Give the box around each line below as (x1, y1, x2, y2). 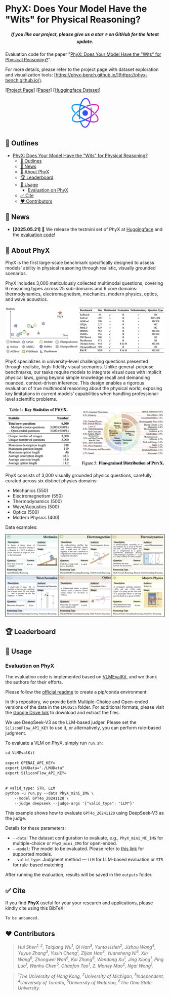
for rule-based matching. (12, 862, 65, 868)
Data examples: (5, 524, 38, 530)
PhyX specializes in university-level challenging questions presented (5, 358, 148, 364)
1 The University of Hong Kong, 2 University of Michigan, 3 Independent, (17, 972, 164, 979)
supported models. (12, 851, 52, 857)
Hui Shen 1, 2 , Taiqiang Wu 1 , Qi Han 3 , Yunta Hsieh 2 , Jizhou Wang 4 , (17, 943, 156, 950)
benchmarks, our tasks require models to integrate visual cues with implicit (5, 369, 162, 375)
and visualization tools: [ (5, 72, 56, 78)
